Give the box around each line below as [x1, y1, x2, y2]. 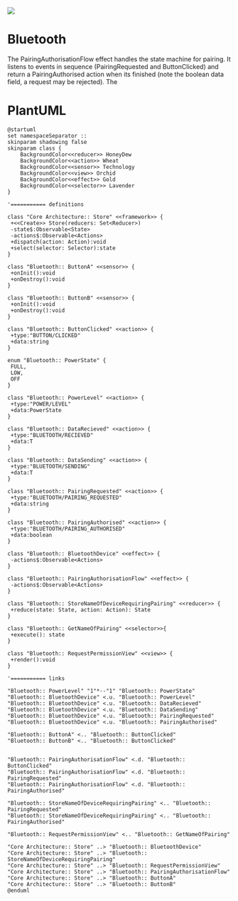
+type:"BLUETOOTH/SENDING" [10, 463, 91, 470]
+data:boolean [10, 531, 53, 538]
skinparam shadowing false [7, 138, 87, 145]
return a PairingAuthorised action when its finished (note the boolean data [7, 70, 225, 78]
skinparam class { [7, 145, 62, 152]
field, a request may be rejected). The [7, 77, 118, 86]
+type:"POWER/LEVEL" [10, 400, 72, 408]
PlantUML [7, 103, 67, 119]
